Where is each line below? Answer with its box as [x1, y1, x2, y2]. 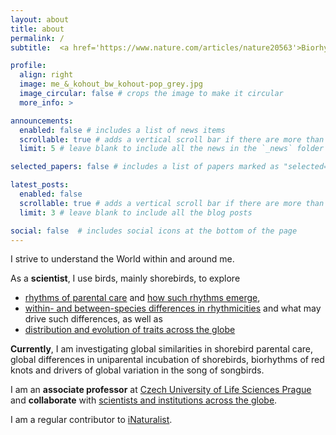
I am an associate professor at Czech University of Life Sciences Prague [10, 384, 312, 396]
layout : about [10, 14, 70, 25]
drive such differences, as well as [24, 313, 163, 325]
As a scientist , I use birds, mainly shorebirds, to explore [10, 272, 241, 285]
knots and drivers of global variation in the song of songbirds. [10, 364, 265, 376]
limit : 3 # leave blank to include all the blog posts [19, 207, 253, 218]
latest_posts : [10, 180, 70, 190]
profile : [10, 61, 47, 71]
